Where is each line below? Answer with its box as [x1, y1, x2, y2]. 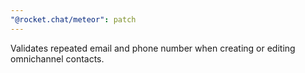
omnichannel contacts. [10, 52, 105, 65]
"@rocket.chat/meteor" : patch [10, 14, 137, 25]
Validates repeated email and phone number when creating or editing [10, 42, 296, 54]
